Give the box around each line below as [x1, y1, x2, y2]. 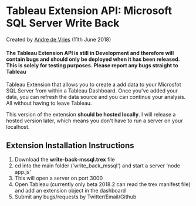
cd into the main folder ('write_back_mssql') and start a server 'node [14, 162, 181, 169]
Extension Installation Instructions [6, 140, 134, 150]
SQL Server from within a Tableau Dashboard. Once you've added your [6, 87, 178, 94]
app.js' [14, 168, 31, 175]
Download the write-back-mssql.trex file [14, 156, 116, 163]
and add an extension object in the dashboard [14, 187, 126, 194]
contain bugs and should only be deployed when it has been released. [6, 56, 180, 63]
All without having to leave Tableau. [6, 99, 92, 107]
